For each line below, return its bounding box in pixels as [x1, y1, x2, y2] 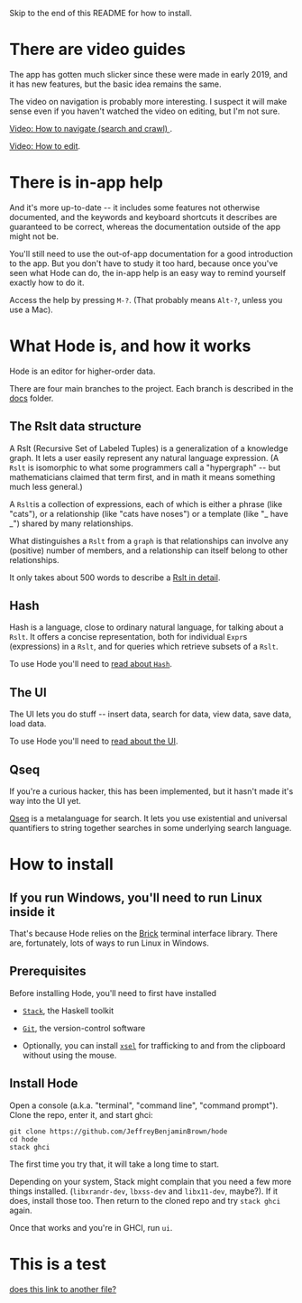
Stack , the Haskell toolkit [22, 1005, 114, 1016]
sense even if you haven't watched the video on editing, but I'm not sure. [9, 106, 280, 116]
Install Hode [9, 1076, 78, 1091]
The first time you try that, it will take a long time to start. [9, 1159, 219, 1169]
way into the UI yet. [9, 796, 81, 807]
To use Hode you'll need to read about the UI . [9, 735, 178, 747]
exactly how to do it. [9, 277, 85, 288]
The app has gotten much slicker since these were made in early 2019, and [9, 69, 288, 79]
